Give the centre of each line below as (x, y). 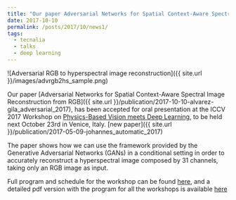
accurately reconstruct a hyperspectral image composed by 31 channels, (113, 160)
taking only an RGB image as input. (58, 168)
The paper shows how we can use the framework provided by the (103, 145)
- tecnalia (29, 40)
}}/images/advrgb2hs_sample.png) (58, 80)
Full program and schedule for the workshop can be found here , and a (109, 181)
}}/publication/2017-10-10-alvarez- (164, 101)
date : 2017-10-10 (33, 20)
